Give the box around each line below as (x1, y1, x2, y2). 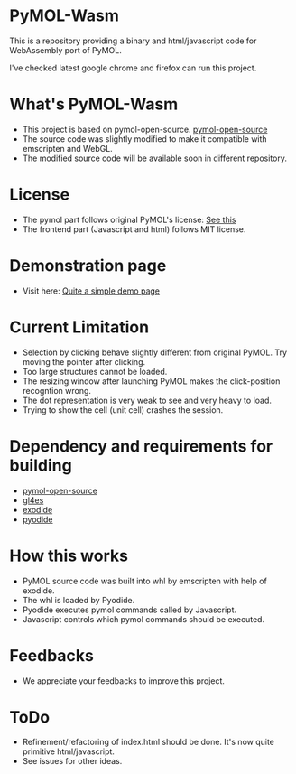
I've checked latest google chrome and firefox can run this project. (9, 62, 257, 73)
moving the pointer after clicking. (22, 356, 146, 367)
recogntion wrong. (22, 385, 92, 396)
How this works (9, 546, 129, 565)
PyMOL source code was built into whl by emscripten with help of (22, 575, 268, 586)
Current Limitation (9, 317, 150, 337)
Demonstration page (9, 256, 167, 275)
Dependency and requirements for (9, 435, 273, 456)
